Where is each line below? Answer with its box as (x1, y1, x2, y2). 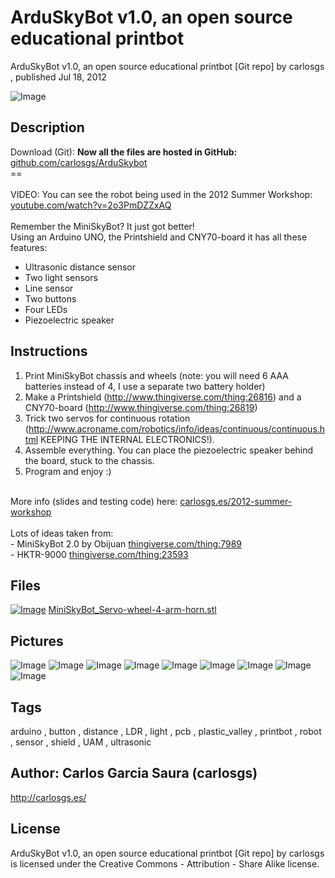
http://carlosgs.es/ (10, 791, 87, 803)
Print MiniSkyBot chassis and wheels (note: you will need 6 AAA (24, 369, 289, 381)
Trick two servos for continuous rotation (24, 412, 191, 424)
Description (10, 119, 85, 136)
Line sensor (24, 282, 74, 294)
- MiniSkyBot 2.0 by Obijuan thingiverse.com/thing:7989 (10, 537, 243, 550)
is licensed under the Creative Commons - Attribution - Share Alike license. (10, 857, 320, 870)
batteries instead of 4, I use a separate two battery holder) (24, 380, 266, 392)
